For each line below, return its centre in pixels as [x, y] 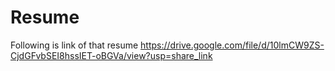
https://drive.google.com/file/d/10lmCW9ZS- [232, 45]
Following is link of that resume [74, 45]
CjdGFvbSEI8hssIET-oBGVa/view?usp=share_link [111, 55]
